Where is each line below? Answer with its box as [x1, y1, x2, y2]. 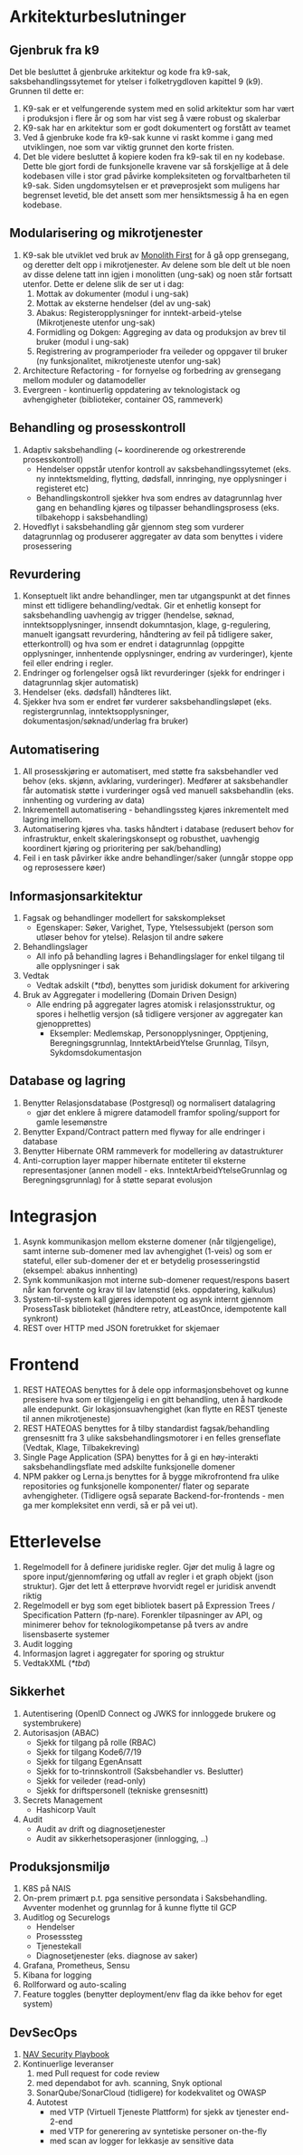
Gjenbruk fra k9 [9, 43, 99, 58]
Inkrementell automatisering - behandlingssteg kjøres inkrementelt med [22, 804, 289, 816]
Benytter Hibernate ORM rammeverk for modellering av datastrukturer [22, 1145, 284, 1156]
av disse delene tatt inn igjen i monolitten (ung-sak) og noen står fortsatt [22, 269, 293, 280]
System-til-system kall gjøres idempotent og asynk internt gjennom [22, 1293, 274, 1305]
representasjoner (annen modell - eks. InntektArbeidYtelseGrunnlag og [22, 1164, 288, 1175]
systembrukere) [22, 1718, 82, 1729]
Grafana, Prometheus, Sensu [22, 1960, 130, 1971]
